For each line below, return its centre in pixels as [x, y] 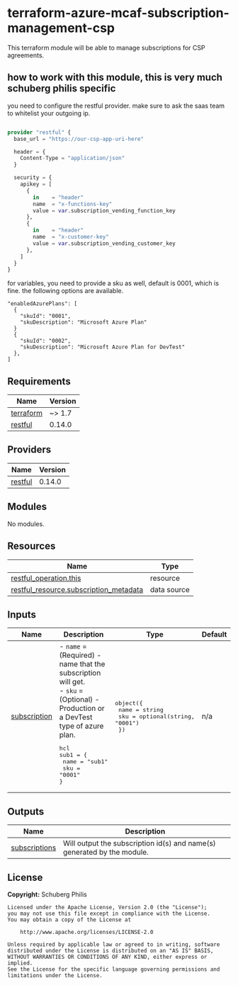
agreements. [26, 55]
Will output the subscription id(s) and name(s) [139, 843]
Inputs [22, 614]
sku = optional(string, [156, 716]
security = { [33, 178]
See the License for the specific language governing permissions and [114, 969]
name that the [82, 664]
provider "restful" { [39, 132]
